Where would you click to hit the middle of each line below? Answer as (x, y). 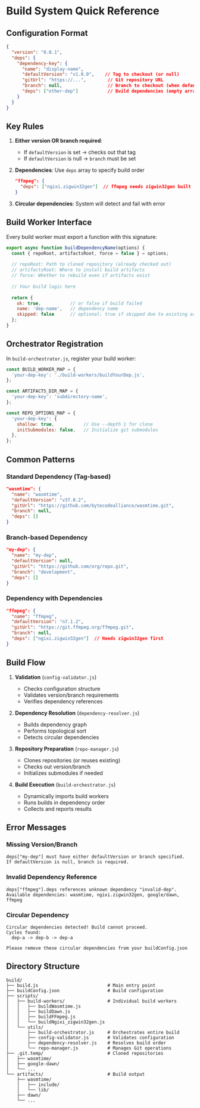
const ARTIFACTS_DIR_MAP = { (42, 391)
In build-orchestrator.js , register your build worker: (71, 358)
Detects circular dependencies (61, 737)
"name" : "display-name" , (53, 69)
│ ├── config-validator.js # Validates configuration (90, 1038)
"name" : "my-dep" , (35, 555)
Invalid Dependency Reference (51, 877)
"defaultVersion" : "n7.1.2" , (48, 622)
